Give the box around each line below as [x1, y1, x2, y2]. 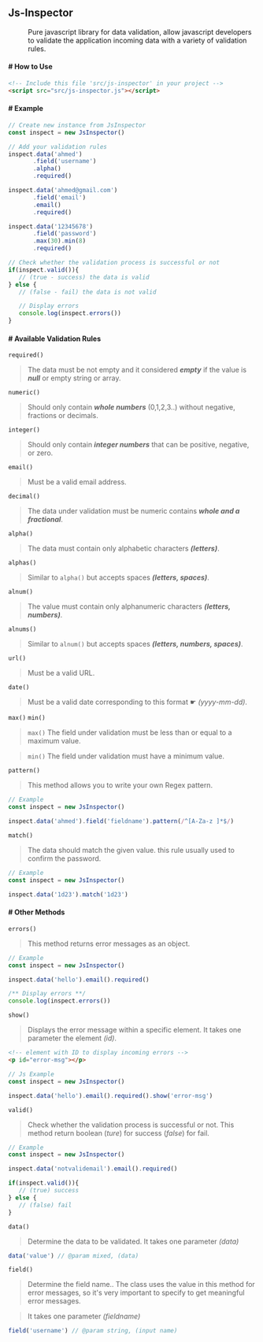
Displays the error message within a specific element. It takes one [27, 1025, 242, 1035]
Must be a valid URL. [27, 669, 95, 678]
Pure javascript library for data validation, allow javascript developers [28, 27, 252, 36]
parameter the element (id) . [27, 1033, 117, 1043]
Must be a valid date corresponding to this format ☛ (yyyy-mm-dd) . [27, 697, 248, 707]
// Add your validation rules [8, 143, 108, 150]
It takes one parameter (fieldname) [27, 1311, 141, 1322]
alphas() [8, 559, 37, 567]
